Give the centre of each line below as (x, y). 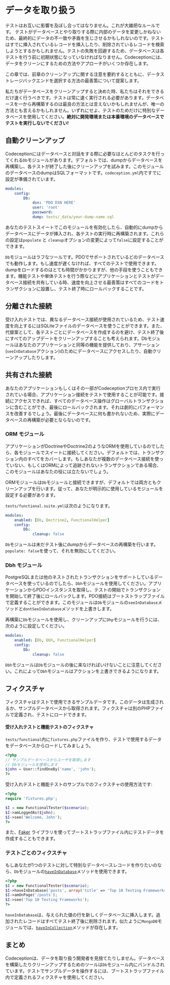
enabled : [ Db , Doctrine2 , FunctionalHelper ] (62, 520)
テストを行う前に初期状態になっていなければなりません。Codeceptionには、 (85, 57)
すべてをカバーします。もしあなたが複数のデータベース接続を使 (93, 459)
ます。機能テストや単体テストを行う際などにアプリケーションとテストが (80, 276)
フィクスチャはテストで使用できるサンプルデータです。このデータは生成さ (82, 702)
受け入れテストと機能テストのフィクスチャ (50, 727)
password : (42, 212)
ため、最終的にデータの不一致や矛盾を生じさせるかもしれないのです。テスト (85, 38)
